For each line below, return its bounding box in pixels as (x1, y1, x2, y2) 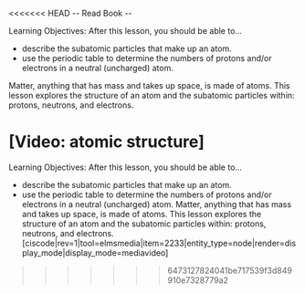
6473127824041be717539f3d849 (167, 265, 293, 276)
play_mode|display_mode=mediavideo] (21, 247, 169, 258)
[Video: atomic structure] (8, 131, 205, 152)
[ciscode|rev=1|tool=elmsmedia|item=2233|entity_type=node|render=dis (21, 237, 297, 248)
